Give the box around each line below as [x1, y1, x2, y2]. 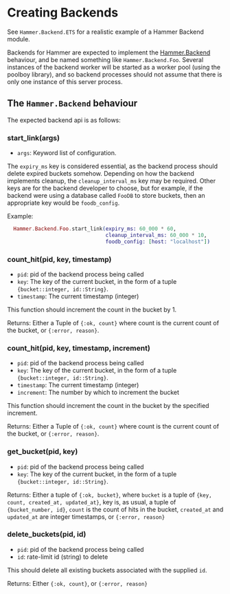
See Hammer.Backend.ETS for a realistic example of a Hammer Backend [7, 28, 205, 36]
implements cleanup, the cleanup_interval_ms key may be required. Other [7, 177, 216, 185]
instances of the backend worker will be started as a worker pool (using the [7, 63, 221, 71]
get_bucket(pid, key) [7, 447, 78, 456]
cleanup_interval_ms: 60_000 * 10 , [105, 232, 207, 238]
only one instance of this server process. [7, 77, 123, 85]
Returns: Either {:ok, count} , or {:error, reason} [7, 579, 148, 587]
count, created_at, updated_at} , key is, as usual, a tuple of [7, 498, 176, 506]
